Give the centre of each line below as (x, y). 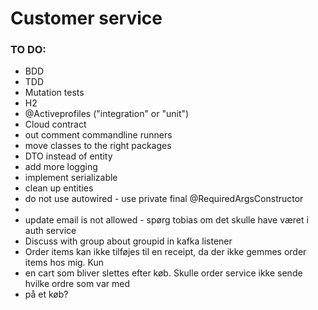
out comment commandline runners (98, 135)
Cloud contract (55, 124)
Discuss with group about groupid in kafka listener (128, 241)
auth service (50, 231)
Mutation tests (54, 93)
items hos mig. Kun (64, 263)
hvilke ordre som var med (77, 284)
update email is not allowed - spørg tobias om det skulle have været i (166, 220)
